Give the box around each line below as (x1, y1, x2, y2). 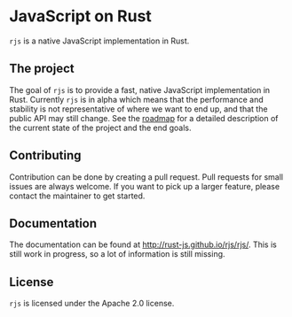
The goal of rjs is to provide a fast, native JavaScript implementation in (9, 84, 271, 95)
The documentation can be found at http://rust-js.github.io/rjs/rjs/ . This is (9, 239, 277, 250)
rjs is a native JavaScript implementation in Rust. (9, 35, 190, 46)
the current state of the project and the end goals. (9, 122, 193, 133)
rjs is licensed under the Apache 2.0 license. (9, 298, 175, 309)
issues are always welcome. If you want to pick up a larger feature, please (9, 181, 280, 191)
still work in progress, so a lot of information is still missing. (9, 249, 225, 259)
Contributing (9, 148, 82, 163)
